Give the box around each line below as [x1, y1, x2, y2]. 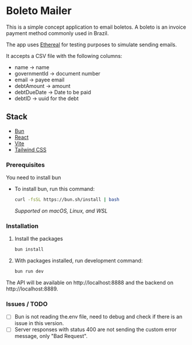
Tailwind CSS [14, 146, 47, 153]
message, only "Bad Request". [14, 333, 88, 340]
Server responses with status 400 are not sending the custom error [14, 326, 177, 333]
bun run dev [14, 268, 44, 275]
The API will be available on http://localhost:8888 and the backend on [6, 279, 174, 286]
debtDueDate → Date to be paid [14, 88, 92, 95]
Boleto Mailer [6, 4, 72, 18]
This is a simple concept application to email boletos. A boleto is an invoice [6, 23, 187, 30]
